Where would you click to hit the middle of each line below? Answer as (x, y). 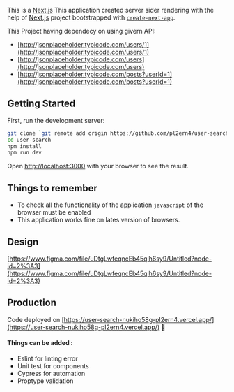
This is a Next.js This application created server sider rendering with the (111, 10)
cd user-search (29, 140)
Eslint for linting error (47, 358)
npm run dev (24, 153)
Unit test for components (53, 365)
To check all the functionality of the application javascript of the (110, 205)
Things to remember (52, 188)
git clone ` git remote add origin (57, 133)
